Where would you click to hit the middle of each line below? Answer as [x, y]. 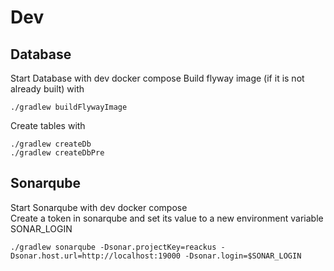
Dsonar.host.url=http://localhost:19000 [96, 256]
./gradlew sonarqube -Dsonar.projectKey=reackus [113, 247]
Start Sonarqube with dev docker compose [99, 207]
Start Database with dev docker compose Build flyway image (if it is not [157, 78]
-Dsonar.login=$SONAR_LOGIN [243, 256]
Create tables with [48, 125]
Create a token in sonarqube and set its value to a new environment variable [167, 218]
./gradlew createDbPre [57, 153]
